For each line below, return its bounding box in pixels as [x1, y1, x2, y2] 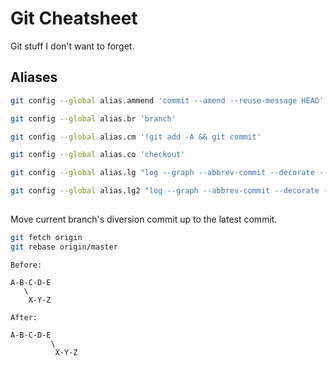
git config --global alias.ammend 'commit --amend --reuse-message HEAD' [10, 95, 325, 106]
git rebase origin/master [10, 242, 118, 252]
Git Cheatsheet [10, 7, 138, 30]
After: [10, 313, 38, 323]
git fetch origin [10, 233, 83, 243]
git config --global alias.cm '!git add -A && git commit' [10, 132, 262, 142]
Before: [10, 260, 43, 271]
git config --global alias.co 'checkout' [10, 150, 186, 160]
